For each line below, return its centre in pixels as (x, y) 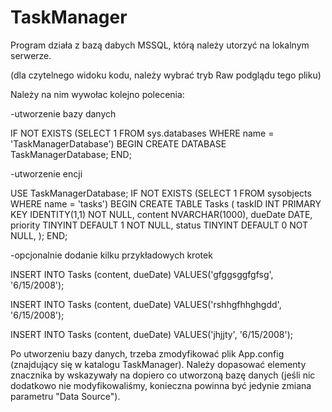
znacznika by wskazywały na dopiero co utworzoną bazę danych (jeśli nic (163, 375)
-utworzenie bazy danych (63, 113)
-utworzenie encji (46, 173)
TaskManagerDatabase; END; (71, 154)
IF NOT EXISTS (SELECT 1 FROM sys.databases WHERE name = (142, 133)
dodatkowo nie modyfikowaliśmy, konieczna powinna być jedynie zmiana (161, 385)
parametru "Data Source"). (65, 396)
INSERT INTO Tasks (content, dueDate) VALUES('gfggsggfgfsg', (142, 274)
